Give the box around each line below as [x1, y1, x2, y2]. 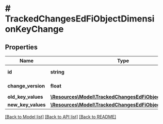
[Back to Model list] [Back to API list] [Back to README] [5, 114, 116, 120]
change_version [7, 83, 45, 89]
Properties [5, 43, 38, 51]
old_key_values [7, 93, 44, 100]
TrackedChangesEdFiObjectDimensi [5, 13, 155, 24]
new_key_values [7, 102, 46, 108]
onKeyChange [5, 24, 64, 35]
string [50, 69, 65, 75]
